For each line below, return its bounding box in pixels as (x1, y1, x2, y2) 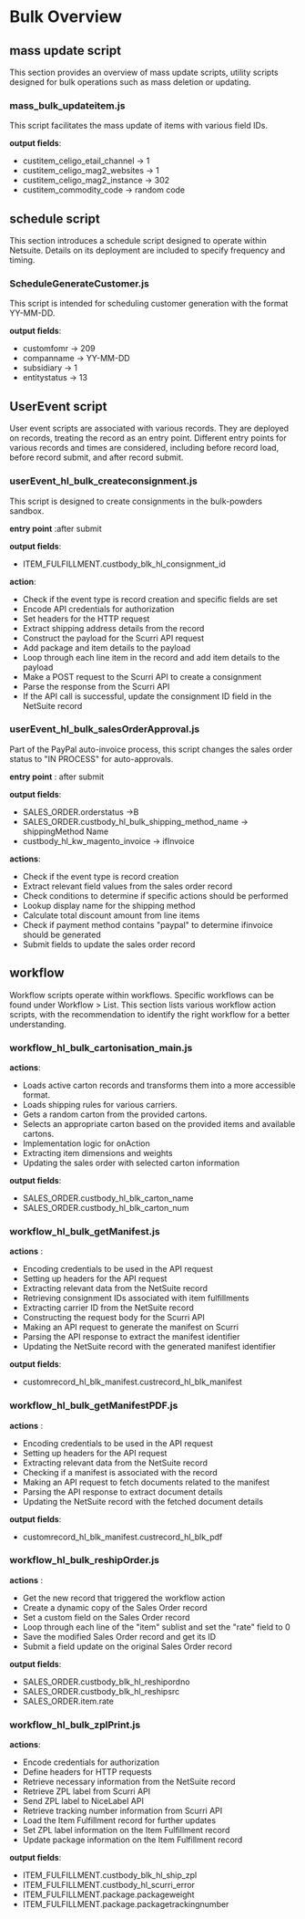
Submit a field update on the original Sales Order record (22, 1641, 232, 1652)
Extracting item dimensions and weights (22, 1147, 173, 1158)
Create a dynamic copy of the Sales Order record (22, 1601, 208, 1612)
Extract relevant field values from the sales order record (22, 881, 233, 892)
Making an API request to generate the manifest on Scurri (22, 1321, 239, 1333)
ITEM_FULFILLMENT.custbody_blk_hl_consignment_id (22, 558, 226, 569)
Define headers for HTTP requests (22, 1767, 152, 1778)
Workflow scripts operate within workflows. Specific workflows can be (9, 989, 275, 1000)
